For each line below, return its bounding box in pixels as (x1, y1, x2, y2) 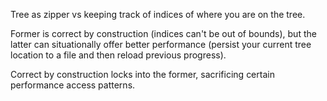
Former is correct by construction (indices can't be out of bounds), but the (10, 28, 317, 39)
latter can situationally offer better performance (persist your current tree (10, 39, 312, 50)
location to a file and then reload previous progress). (10, 49, 227, 61)
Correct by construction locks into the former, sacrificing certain (10, 69, 275, 80)
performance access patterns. (10, 79, 136, 91)
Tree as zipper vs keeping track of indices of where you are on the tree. (10, 9, 306, 20)
